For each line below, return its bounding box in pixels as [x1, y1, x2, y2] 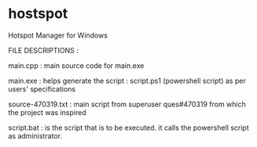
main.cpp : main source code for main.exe [8, 60, 145, 70]
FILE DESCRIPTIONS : [8, 45, 79, 55]
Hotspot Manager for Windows [8, 30, 108, 40]
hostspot [8, 5, 68, 23]
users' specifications [8, 84, 76, 94]
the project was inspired [8, 107, 86, 117]
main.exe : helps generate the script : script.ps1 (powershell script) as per [8, 76, 246, 85]
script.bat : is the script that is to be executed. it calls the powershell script [8, 123, 249, 132]
